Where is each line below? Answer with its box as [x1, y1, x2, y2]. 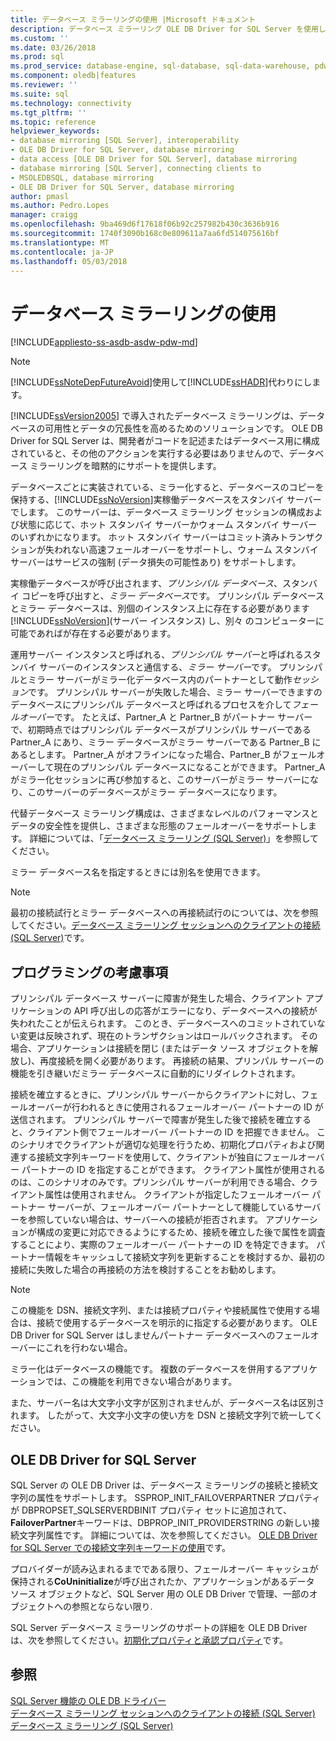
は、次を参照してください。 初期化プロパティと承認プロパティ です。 [10, 1634, 289, 1646]
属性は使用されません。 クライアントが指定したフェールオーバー [44, 1189, 310, 1201]
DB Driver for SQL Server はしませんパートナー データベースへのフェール [10, 1329, 311, 1341]
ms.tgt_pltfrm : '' [10, 107, 87, 118]
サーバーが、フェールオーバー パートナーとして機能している [47, 1201, 295, 1213]
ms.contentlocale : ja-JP [10, 247, 114, 257]
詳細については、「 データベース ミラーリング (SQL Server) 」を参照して [29, 832, 320, 845]
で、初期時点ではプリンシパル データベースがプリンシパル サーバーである [10, 724, 312, 736]
